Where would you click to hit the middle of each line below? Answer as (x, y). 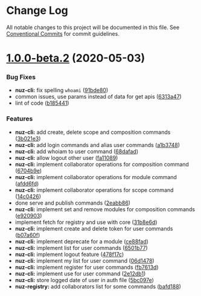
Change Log (37, 11)
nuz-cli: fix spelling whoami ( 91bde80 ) (62, 90)
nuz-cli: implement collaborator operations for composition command (102, 164)
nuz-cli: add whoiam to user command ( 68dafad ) (77, 151)
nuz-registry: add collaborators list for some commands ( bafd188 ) (98, 286)
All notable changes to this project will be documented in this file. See (93, 27)
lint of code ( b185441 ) (42, 103)
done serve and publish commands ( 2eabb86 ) (73, 203)
